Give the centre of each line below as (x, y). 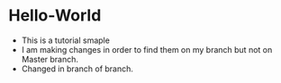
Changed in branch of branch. (77, 69)
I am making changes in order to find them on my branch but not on (147, 49)
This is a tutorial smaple (65, 40)
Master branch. (50, 59)
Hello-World (55, 16)
